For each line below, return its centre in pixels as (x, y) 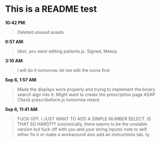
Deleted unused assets (40, 32)
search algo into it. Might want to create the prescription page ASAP (86, 94)
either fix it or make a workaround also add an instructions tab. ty (83, 134)
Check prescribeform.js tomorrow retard (58, 100)
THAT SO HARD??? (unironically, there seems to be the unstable (82, 124)
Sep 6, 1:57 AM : (21, 80)
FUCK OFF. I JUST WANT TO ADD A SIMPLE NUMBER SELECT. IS (84, 118)
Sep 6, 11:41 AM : (22, 109)
